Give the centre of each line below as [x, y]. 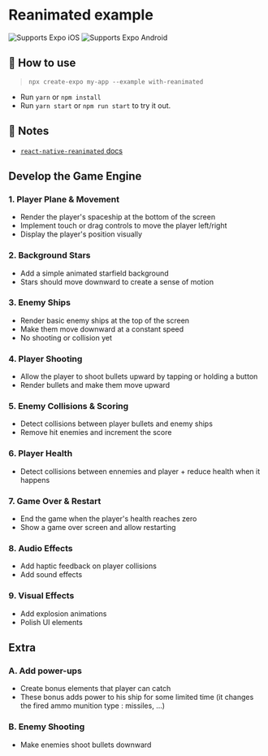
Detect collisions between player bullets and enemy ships [117, 424]
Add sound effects [51, 575]
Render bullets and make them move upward [95, 385]
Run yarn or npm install [61, 97]
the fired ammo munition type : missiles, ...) [92, 706]
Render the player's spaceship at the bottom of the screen [118, 217]
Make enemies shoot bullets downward [86, 745]
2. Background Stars [50, 255]
